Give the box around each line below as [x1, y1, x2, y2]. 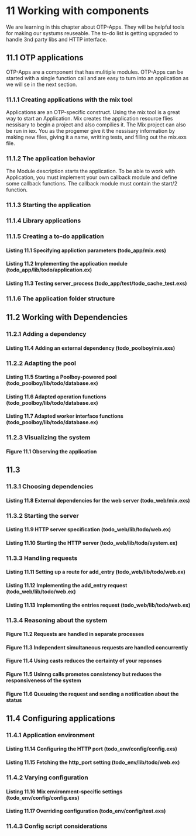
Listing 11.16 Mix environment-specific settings [6, 788, 123, 795]
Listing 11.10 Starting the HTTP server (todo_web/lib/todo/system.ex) [6, 539, 178, 546]
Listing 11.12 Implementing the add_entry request [6, 582, 128, 589]
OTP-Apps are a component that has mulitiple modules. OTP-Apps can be [6, 68, 184, 75]
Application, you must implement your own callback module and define [6, 174, 177, 181]
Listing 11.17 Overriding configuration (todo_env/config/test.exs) [6, 807, 166, 814]
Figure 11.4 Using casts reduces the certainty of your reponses [6, 657, 162, 665]
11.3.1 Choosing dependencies [6, 483, 94, 491]
